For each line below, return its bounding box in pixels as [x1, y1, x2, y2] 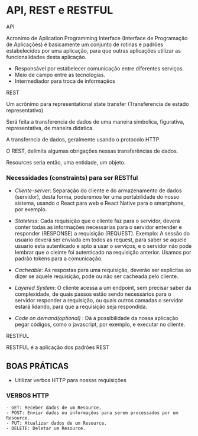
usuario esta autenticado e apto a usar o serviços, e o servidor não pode [14, 243, 192, 250]
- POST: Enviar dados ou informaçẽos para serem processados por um [6, 410, 178, 416]
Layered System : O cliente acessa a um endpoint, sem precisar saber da [14, 285, 191, 292]
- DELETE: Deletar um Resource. [6, 425, 86, 432]
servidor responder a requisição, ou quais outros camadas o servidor [14, 297, 184, 304]
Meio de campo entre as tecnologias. [14, 71, 105, 78]
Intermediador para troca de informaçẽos [14, 77, 115, 85]
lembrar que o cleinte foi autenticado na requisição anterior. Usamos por [14, 249, 191, 256]
